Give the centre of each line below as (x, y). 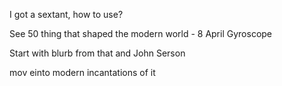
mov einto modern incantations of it (82, 72)
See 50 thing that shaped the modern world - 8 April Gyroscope (141, 33)
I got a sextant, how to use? (66, 14)
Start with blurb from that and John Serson (97, 53)
